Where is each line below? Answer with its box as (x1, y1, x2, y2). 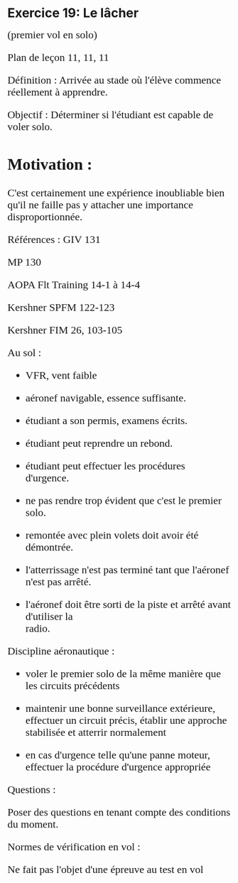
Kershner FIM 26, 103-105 (7, 324, 123, 337)
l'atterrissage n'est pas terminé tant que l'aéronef (25, 563, 229, 576)
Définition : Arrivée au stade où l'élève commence (7, 73, 222, 86)
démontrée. (25, 541, 74, 553)
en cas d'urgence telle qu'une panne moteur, (25, 749, 211, 762)
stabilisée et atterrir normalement (25, 726, 167, 739)
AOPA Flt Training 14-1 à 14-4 (7, 278, 141, 291)
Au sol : (7, 347, 42, 359)
